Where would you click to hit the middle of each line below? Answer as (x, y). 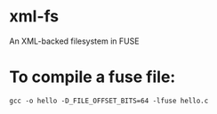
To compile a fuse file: (92, 77)
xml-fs (34, 16)
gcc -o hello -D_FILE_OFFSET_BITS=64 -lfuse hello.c (109, 101)
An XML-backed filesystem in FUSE (74, 41)
